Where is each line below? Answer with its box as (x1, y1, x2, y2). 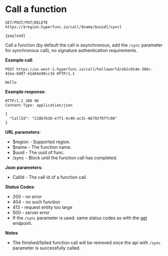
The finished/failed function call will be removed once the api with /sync (12, 239, 161, 245)
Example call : (5, 57, 33, 63)
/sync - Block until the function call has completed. (12, 154, 117, 161)
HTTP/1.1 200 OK (5, 98, 39, 103)
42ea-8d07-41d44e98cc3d (5, 71, 55, 76)
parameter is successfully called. (12, 244, 81, 251)
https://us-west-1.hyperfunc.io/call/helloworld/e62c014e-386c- (16, 67, 153, 72)
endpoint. (12, 220, 32, 226)
